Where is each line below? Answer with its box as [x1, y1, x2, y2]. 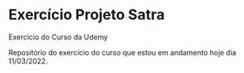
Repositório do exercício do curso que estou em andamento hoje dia [8, 47, 237, 57]
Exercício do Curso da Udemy [8, 32, 108, 42]
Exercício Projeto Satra [8, 6, 165, 24]
